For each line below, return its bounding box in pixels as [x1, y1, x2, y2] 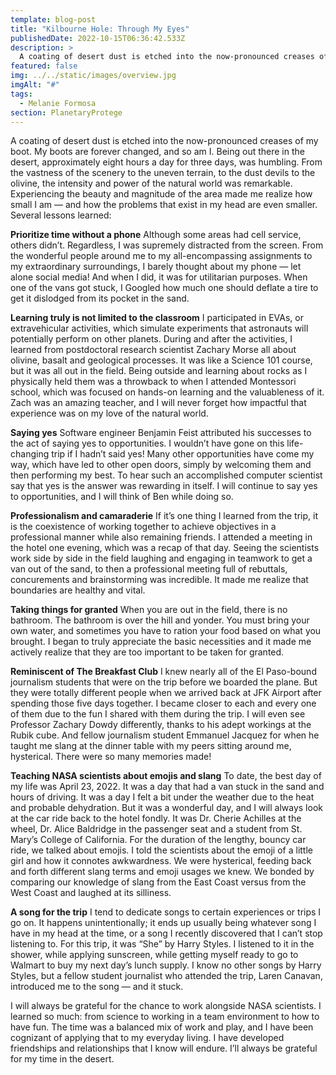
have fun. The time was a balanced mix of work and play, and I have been [10, 1021, 314, 1033]
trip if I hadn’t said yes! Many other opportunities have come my [51, 448, 315, 460]
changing [10, 448, 50, 460]
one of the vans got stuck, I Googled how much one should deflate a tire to [10, 282, 319, 294]
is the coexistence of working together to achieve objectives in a [10, 521, 277, 533]
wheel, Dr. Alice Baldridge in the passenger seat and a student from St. [10, 823, 303, 835]
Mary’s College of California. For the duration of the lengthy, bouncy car [10, 834, 307, 846]
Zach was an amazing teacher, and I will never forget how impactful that [10, 397, 307, 409]
